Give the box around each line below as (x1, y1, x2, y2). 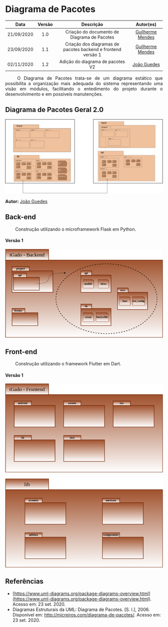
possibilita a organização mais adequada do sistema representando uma (5, 80, 163, 86)
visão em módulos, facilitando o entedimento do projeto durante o (5, 86, 163, 92)
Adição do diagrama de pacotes (59, 59, 125, 65)
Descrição (81, 22, 103, 28)
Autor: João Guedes (5, 198, 47, 204)
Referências (5, 577, 44, 586)
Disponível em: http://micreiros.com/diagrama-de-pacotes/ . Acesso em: (12, 611, 161, 617)
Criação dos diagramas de (64, 41, 119, 47)
